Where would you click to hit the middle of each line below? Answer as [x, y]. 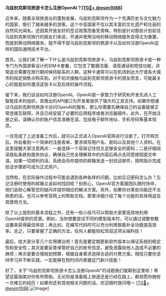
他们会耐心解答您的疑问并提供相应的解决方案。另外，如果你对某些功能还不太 [83, 190]
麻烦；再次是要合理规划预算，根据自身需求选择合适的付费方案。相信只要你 [81, 254]
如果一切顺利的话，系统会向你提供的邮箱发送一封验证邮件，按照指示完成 [87, 161]
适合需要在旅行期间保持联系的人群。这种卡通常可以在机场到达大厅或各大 [83, 72]
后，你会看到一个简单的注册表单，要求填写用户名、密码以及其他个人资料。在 [83, 142]
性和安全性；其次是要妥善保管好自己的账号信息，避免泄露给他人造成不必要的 [83, 248]
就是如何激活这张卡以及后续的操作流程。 [55, 84]
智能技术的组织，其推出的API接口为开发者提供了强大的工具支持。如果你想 [80, 101]
